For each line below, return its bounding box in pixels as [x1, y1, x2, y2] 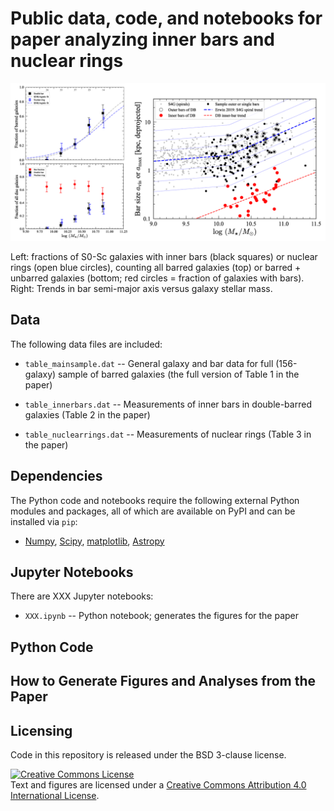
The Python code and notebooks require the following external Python [10, 494, 300, 506]
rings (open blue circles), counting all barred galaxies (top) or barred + [10, 261, 302, 273]
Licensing [10, 722, 73, 739]
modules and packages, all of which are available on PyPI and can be [10, 505, 296, 517]
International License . [10, 789, 100, 801]
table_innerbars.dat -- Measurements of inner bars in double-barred [24, 398, 312, 410]
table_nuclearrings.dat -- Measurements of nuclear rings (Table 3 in [24, 428, 312, 440]
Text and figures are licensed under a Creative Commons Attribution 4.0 [10, 778, 307, 791]
